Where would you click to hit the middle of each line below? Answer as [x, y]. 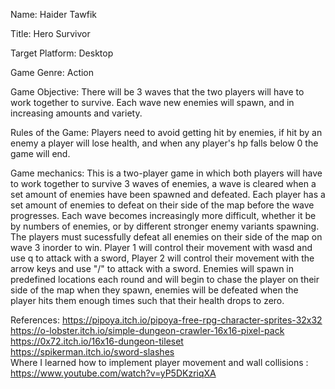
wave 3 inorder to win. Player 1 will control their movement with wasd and [161, 247]
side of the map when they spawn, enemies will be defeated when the [154, 290]
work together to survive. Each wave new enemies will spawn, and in [152, 102]
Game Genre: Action [52, 72]
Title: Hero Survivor [50, 33]
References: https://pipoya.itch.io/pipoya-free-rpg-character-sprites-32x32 [166, 320]
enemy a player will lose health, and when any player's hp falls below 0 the [164, 143]
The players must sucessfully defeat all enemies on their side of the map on [166, 237]
